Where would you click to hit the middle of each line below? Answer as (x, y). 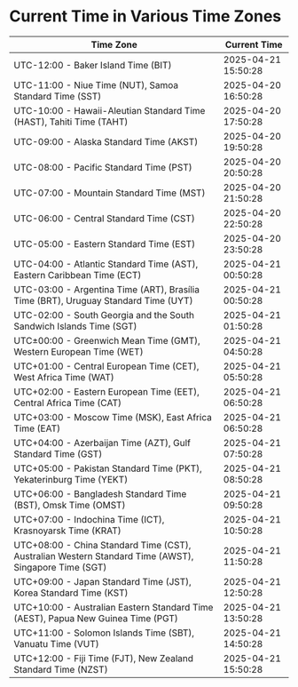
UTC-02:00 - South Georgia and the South (104, 315)
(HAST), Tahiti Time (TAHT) (71, 122)
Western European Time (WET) (78, 351)
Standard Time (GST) (58, 453)
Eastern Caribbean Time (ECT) (78, 275)
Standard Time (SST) (58, 96)
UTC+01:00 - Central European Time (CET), (106, 366)
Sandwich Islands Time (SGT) (75, 326)
